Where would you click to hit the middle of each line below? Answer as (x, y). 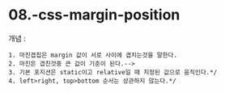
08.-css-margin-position (94, 15)
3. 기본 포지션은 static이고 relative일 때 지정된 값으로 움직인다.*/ (113, 72)
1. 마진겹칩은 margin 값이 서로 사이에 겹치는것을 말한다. (93, 55)
